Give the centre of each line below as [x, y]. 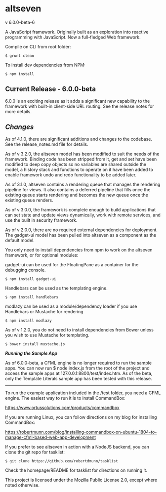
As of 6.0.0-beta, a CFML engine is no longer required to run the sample [79, 363]
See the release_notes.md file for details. [47, 144]
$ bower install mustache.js [35, 344]
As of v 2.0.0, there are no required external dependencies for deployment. [82, 230]
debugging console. [25, 270]
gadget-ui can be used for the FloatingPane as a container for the [72, 264]
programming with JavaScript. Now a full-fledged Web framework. [73, 37]
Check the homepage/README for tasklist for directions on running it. [76, 470]
